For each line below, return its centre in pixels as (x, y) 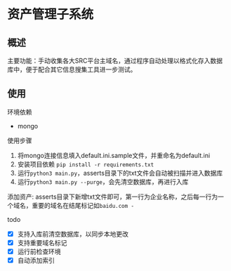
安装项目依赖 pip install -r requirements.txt (86, 164)
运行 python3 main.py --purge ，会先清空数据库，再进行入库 (103, 181)
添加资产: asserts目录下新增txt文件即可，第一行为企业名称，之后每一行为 (113, 197)
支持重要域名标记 (42, 242)
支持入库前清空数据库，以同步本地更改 (73, 234)
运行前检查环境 (39, 251)
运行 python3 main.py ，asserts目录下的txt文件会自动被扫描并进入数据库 (120, 173)
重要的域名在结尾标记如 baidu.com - (83, 205)
